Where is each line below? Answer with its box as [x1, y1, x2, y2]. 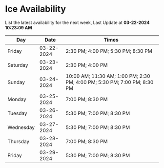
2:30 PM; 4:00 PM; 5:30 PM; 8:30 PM [65, 47, 152, 54]
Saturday [7, 62, 28, 68]
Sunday [7, 79, 25, 85]
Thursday [7, 138, 30, 145]
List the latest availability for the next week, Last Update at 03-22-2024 [5, 20, 150, 25]
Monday [7, 96, 27, 103]
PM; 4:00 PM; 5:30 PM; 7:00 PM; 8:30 [65, 79, 154, 85]
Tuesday [7, 110, 27, 117]
